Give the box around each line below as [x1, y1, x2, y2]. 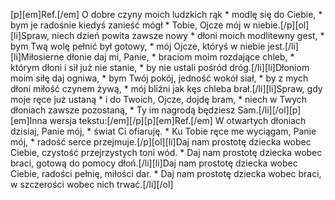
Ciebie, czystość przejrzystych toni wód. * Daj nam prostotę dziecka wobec [10, 147, 323, 158]
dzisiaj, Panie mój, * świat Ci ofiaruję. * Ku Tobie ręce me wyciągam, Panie [10, 125, 317, 137]
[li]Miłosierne [10, 51, 65, 63]
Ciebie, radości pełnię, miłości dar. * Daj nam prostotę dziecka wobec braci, [10, 168, 322, 179]
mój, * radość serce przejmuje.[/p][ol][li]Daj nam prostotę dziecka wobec [10, 136, 312, 148]
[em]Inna [10, 115, 48, 126]
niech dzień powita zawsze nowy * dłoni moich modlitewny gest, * [51, 30, 325, 41]
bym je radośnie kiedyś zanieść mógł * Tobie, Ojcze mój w [10, 19, 251, 31]
